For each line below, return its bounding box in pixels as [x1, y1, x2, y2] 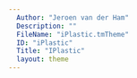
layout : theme [16, 55, 69, 64]
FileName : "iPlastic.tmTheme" [16, 30, 129, 39]
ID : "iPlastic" [16, 38, 73, 48]
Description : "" [16, 22, 77, 30]
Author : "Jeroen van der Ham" [16, 13, 129, 22]
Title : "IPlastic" [16, 47, 86, 56]
